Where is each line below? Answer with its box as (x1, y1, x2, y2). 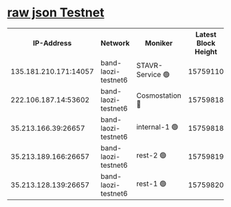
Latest (195, 30, 217, 39)
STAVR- (136, 61, 163, 70)
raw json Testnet (7, 5, 104, 21)
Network (100, 38, 130, 47)
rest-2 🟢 (136, 151, 167, 160)
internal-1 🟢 (136, 122, 179, 132)
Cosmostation (136, 91, 181, 100)
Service (136, 70, 162, 80)
